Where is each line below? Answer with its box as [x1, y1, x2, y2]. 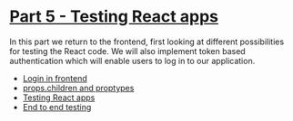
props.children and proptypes [22, 82, 135, 93]
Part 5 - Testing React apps [9, 6, 218, 27]
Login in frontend [22, 72, 88, 83]
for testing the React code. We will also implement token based [9, 45, 246, 56]
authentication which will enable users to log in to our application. [9, 55, 256, 66]
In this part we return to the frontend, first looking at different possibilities [9, 36, 285, 47]
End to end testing [22, 101, 92, 112]
